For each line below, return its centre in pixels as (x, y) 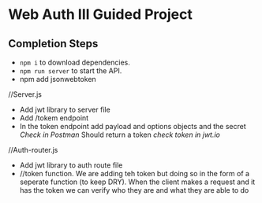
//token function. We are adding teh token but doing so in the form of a (135, 173)
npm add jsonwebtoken (58, 79)
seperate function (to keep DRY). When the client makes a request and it (137, 182)
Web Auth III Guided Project (101, 15)
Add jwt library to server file (65, 109)
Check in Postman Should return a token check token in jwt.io (120, 135)
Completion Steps (53, 44)
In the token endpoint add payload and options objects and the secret (133, 126)
